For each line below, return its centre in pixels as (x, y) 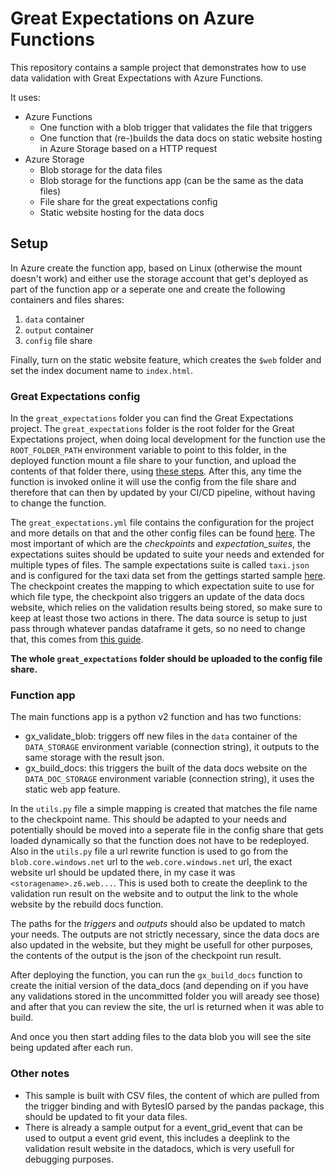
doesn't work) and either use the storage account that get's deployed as (159, 278)
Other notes (40, 1074)
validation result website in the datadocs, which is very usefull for (159, 1148)
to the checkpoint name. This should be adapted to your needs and (148, 819)
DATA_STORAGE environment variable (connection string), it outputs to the (172, 747)
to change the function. (58, 503)
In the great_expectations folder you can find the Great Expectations (152, 418)
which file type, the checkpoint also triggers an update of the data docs (157, 597)
